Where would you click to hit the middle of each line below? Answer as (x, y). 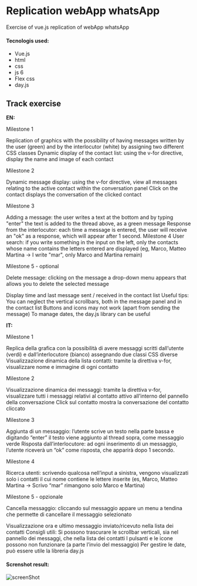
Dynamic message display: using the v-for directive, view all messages (92, 182)
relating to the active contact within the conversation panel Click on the (92, 188)
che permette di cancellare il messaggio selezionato (69, 514)
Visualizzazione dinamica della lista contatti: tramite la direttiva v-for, (89, 361)
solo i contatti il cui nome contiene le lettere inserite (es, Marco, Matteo (92, 479)
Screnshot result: (28, 564)
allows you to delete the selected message (58, 284)
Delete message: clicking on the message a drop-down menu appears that (96, 277)
